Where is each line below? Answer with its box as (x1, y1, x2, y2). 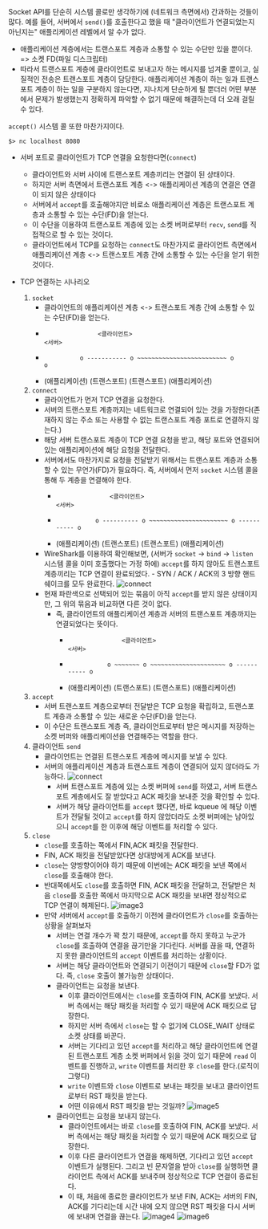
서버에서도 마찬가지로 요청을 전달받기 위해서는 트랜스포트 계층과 (43, 455, 243, 464)
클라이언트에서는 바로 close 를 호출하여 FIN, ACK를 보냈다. (67, 1121, 250, 1130)
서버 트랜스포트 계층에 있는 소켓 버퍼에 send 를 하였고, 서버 (55, 782, 237, 791)
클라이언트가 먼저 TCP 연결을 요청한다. (43, 395, 166, 404)
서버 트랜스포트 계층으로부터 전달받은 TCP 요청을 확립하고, (43, 702, 226, 710)
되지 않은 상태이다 (40, 189, 97, 199)
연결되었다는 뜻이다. (55, 619, 118, 629)
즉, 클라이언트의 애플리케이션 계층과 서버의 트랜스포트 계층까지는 (55, 609, 258, 618)
